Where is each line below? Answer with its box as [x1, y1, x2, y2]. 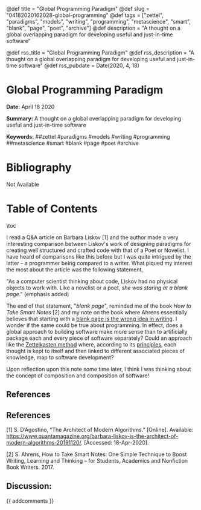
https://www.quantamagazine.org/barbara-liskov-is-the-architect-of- [6, 432, 179, 440]
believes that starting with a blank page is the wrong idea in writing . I [6, 315, 177, 322]
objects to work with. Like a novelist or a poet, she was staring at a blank [6, 284, 188, 291]
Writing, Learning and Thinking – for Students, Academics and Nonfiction [6, 457, 188, 465]
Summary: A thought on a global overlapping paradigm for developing [6, 114, 182, 122]
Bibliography [6, 161, 72, 174]
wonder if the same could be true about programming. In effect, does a [6, 321, 183, 329]
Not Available [6, 180, 39, 188]
